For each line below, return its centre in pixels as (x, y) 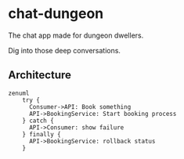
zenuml (19, 93)
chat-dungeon (56, 14)
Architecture (40, 75)
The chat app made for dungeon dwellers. (76, 35)
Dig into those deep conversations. (65, 50)
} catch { (38, 121)
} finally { (41, 134)
